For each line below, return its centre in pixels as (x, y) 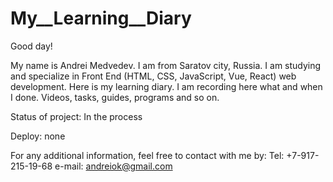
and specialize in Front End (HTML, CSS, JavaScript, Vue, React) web (153, 76)
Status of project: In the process (76, 116)
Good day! (31, 46)
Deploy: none (38, 136)
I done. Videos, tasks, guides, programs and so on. (115, 97)
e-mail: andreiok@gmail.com (113, 166)
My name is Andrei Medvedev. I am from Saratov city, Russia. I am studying (166, 65)
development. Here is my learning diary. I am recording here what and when (166, 86)
